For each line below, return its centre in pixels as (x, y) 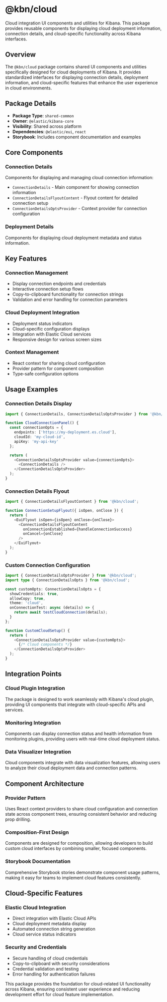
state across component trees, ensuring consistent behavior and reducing (81, 814)
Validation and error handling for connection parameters (70, 300)
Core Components (34, 153)
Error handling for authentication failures (54, 974)
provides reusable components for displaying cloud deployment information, (83, 28)
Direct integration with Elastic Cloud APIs (54, 918)
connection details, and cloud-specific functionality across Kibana (73, 33)
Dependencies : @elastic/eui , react (49, 131)
